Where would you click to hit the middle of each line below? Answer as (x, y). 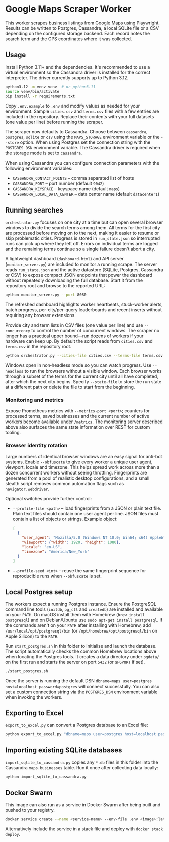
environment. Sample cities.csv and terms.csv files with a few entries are (82, 111)
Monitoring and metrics (34, 400)
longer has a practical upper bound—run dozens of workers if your (74, 336)
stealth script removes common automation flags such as (65, 483)
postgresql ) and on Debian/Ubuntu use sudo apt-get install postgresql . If (84, 620)
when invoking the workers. (34, 697)
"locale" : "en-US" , (42, 547)
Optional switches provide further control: (49, 498)
